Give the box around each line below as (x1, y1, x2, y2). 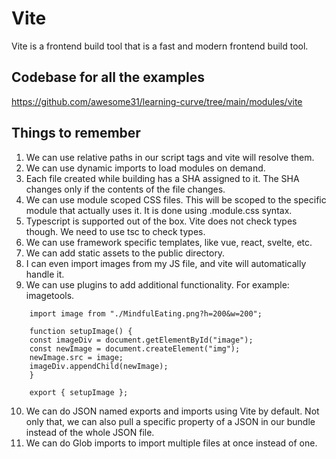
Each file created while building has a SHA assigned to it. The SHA (25, 172, 300, 184)
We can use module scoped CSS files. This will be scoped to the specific (25, 193, 327, 206)
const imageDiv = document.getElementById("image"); (29, 335, 254, 345)
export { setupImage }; (29, 387, 129, 397)
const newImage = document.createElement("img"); (29, 343, 241, 354)
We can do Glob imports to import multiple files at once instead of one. (25, 437, 318, 449)
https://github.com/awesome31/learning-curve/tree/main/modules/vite (11, 95, 303, 107)
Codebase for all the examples (11, 69, 205, 86)
